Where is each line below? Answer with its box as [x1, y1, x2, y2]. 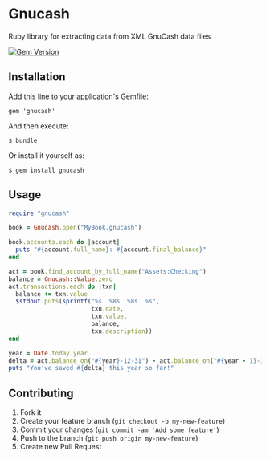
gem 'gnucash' [8, 107, 56, 115]
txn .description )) [91, 327, 153, 335]
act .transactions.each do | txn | [8, 282, 117, 290]
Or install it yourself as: [8, 150, 84, 160]
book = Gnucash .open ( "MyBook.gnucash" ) [8, 224, 142, 232]
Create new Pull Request [19, 442, 102, 452]
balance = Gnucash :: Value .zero [8, 274, 113, 283]
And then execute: [8, 121, 69, 131]
